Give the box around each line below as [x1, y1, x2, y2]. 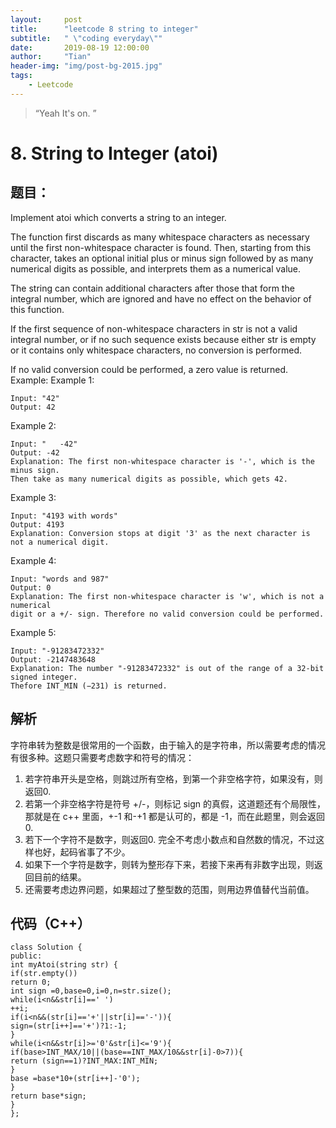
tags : [10, 71, 33, 81]
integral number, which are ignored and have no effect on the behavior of [10, 292, 312, 305]
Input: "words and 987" [10, 574, 110, 584]
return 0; [10, 977, 52, 988]
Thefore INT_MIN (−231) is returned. [10, 681, 168, 691]
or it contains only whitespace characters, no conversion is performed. [10, 344, 302, 356]
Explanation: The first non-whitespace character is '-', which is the [10, 456, 315, 466]
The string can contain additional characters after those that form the [10, 282, 295, 294]
